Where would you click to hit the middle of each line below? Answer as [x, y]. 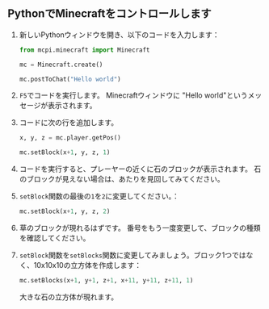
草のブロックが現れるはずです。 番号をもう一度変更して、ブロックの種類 [140, 228]
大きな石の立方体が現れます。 [69, 297]
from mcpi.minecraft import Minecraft [84, 50]
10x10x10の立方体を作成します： [88, 265]
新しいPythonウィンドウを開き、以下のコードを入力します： [119, 35]
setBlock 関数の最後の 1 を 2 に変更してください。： [99, 196]
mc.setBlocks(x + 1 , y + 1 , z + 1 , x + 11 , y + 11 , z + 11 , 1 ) [106, 281]
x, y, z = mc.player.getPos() [70, 138]
